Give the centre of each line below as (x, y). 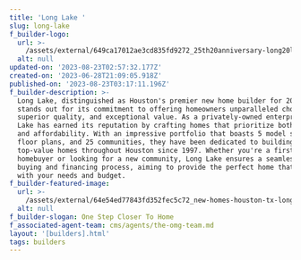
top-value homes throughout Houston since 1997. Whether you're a (144, 150)
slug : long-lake (39, 26)
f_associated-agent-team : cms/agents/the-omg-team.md (112, 225)
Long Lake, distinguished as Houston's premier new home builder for (150, 101)
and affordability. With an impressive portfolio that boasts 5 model (152, 134)
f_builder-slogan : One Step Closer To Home (92, 217)
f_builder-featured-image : (60, 184)
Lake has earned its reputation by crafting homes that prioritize (146, 126)
